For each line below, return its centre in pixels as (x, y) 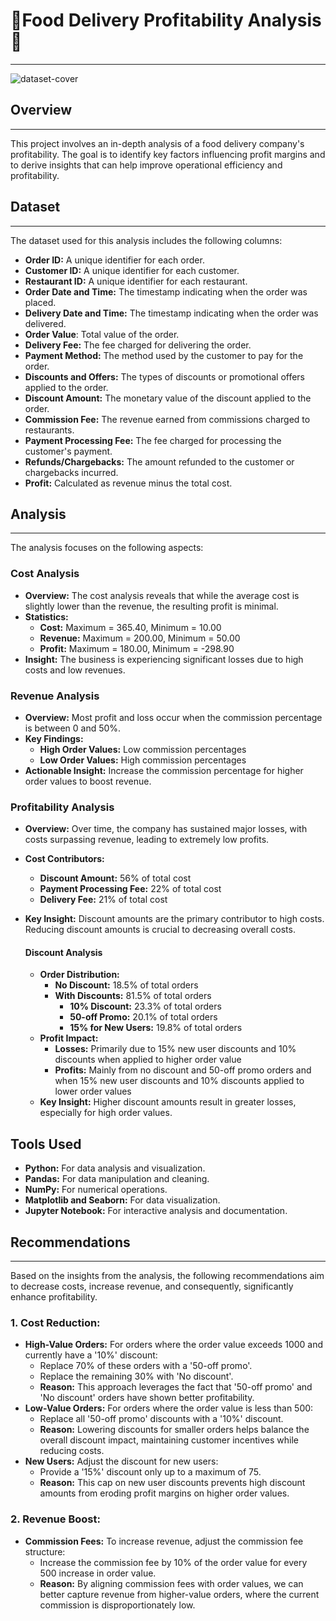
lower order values (93, 1091)
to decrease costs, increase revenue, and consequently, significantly (152, 1286)
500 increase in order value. (98, 1573)
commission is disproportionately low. (117, 1605)
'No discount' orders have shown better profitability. (147, 1398)
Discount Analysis (63, 952)
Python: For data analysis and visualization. (115, 1168)
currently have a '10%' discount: (91, 1355)
